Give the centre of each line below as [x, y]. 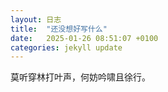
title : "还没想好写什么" [59, 29]
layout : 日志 [36, 19]
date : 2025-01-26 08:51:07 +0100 [84, 38]
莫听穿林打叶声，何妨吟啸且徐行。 [80, 77]
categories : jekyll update [66, 47]
